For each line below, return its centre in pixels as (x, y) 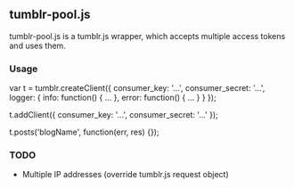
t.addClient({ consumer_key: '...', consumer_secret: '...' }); (114, 115)
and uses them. (38, 45)
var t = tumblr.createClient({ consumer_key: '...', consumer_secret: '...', (137, 88)
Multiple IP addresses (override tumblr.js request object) (125, 175)
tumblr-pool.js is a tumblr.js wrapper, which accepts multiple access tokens (147, 36)
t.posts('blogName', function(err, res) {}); (84, 132)
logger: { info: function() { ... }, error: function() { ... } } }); (113, 98)
